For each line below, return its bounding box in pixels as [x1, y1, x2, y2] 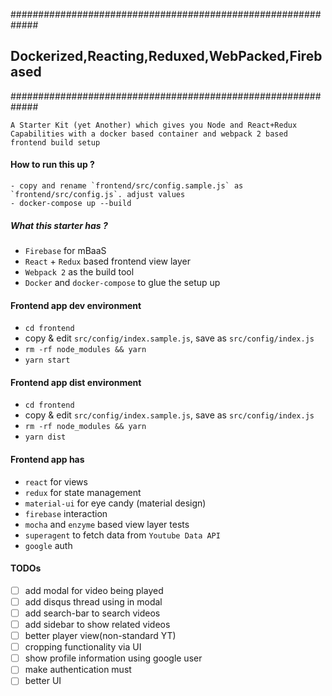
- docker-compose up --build [10, 199, 132, 209]
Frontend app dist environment [10, 376, 142, 388]
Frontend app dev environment [10, 299, 142, 311]
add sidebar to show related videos [24, 618, 171, 630]
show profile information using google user [24, 652, 203, 664]
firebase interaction [24, 507, 108, 519]
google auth [24, 539, 73, 551]
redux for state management [24, 486, 142, 498]
